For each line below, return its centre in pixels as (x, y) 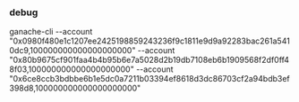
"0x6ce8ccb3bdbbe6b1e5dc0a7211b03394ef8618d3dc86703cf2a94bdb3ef (150, 79)
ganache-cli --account (51, 32)
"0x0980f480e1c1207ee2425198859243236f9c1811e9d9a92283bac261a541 (150, 41)
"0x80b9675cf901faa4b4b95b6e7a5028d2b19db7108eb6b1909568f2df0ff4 (149, 60)
